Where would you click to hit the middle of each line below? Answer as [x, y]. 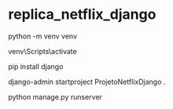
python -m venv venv [42, 36]
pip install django [36, 66]
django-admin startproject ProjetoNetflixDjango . [87, 82]
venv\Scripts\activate [42, 51]
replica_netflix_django [82, 15]
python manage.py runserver [55, 96]
